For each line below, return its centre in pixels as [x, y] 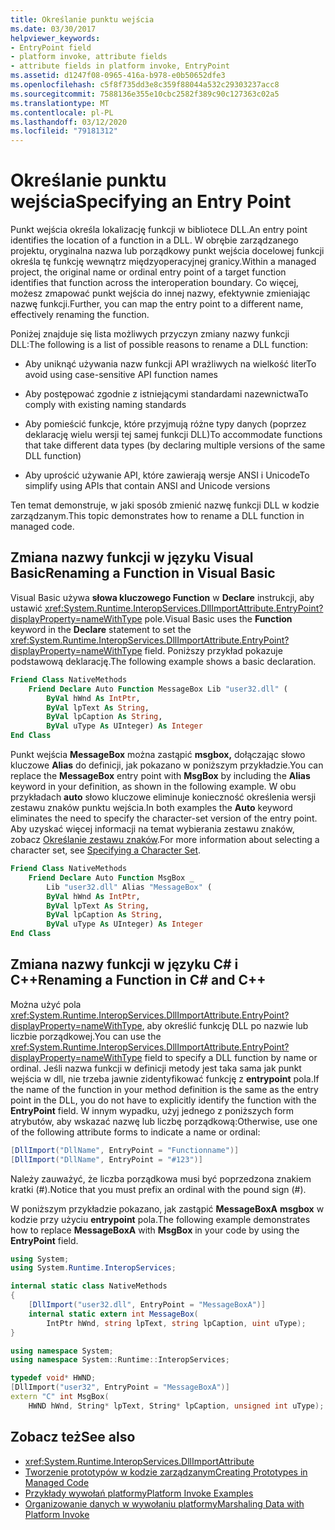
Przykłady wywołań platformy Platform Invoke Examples [139, 1493]
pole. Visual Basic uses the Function [218, 618]
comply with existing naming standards [105, 405]
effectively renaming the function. [80, 315]
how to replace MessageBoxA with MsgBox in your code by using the [155, 1230]
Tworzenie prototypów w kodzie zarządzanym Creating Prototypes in [166, 1472]
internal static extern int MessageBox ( [113, 1314]
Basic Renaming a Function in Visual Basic [143, 573]
